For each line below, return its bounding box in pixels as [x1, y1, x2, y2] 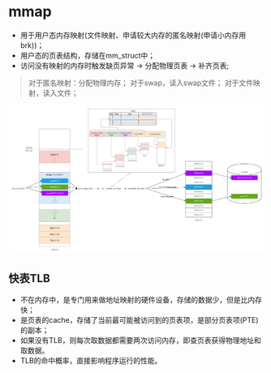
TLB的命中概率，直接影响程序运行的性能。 [19, 355, 162, 365]
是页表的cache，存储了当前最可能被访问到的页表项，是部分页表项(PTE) [19, 315, 259, 324]
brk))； [19, 40, 45, 50]
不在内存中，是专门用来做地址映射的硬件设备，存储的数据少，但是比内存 [19, 294, 262, 304]
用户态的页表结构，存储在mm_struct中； [19, 50, 156, 60]
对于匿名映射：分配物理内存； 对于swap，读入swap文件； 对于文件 [28, 78, 254, 88]
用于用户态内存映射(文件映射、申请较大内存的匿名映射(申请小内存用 [19, 30, 247, 40]
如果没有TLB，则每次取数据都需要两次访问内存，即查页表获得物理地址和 [19, 335, 261, 345]
